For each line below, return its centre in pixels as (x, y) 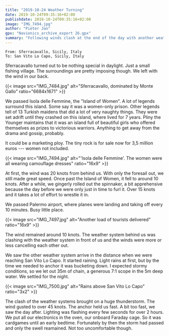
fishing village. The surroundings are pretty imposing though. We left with (81, 71)
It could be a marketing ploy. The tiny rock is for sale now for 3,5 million (79, 143)
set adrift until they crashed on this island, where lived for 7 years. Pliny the (83, 117)
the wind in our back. (27, 76)
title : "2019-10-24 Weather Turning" (45, 10)
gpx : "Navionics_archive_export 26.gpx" (48, 33)
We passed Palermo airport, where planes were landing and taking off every (84, 204)
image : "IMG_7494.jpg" (29, 24)
